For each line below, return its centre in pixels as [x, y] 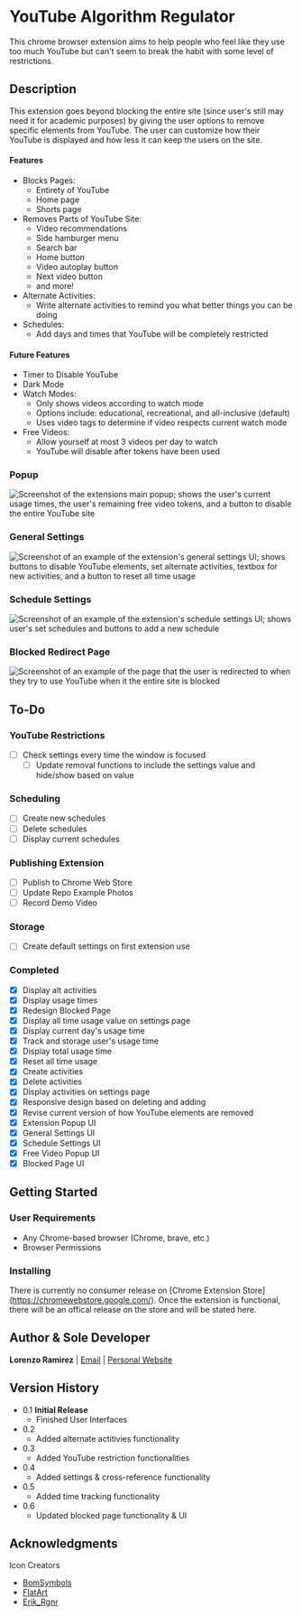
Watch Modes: [49, 394]
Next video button [69, 276]
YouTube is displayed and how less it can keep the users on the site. [136, 139]
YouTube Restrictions [57, 735]
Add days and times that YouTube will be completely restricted [152, 334]
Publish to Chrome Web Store [77, 882]
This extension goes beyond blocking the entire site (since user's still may [146, 111]
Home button [60, 257]
